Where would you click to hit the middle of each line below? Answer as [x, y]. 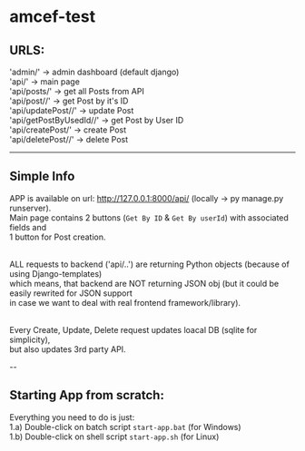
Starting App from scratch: [87, 395]
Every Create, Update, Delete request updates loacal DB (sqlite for [133, 329]
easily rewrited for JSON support [71, 293]
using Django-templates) [56, 273]
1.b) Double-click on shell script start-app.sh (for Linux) [114, 436]
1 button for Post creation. [58, 237]
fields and [28, 227]
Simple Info [42, 176]
